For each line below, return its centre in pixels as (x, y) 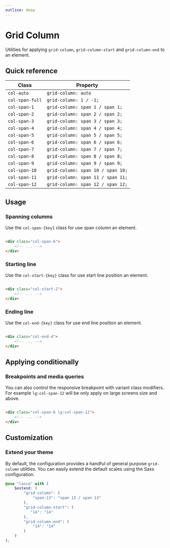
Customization (29, 438)
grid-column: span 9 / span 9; (84, 163)
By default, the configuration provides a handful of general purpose (76, 463)
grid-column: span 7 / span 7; (84, 149)
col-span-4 (21, 128)
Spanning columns (29, 217)
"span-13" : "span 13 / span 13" (67, 498)
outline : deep (20, 10)
